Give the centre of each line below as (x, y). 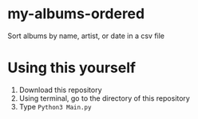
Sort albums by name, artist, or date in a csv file (86, 36)
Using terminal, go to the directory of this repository (105, 98)
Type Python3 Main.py (55, 106)
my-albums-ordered (76, 14)
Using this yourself (72, 68)
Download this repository (60, 90)
